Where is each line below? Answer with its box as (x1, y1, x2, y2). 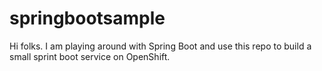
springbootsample (9, 7, 166, 30)
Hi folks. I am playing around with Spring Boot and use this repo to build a (9, 40, 312, 52)
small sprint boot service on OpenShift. (9, 50, 171, 62)
